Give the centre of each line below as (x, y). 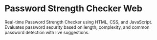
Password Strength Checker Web (74, 9)
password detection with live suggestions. (47, 32)
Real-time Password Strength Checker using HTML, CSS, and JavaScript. (78, 22)
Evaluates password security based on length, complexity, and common (77, 27)
